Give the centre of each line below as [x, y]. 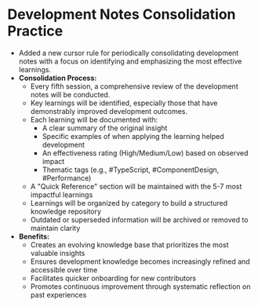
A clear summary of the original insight [105, 128]
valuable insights [58, 253]
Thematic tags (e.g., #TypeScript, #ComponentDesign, [131, 170]
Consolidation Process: [58, 78]
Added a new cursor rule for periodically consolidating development [129, 53]
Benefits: [34, 236]
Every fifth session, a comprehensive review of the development [134, 86]
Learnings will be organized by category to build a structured [129, 203]
